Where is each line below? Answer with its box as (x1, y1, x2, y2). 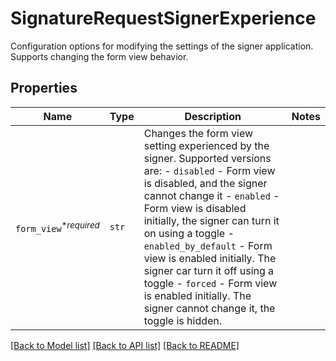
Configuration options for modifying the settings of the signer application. (10, 40, 314, 52)
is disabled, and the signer (143, 176, 268, 190)
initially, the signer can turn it (143, 213, 280, 227)
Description (184, 109, 242, 123)
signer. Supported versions (143, 151, 272, 165)
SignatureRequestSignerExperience (10, 7, 317, 30)
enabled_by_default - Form (143, 238, 273, 252)
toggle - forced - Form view (143, 276, 278, 290)
